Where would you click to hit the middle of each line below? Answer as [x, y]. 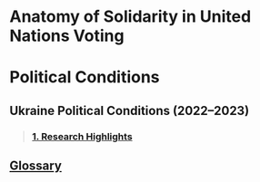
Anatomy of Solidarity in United [130, 17]
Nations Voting [67, 36]
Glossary [35, 166]
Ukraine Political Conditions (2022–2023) [130, 110]
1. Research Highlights [82, 136]
